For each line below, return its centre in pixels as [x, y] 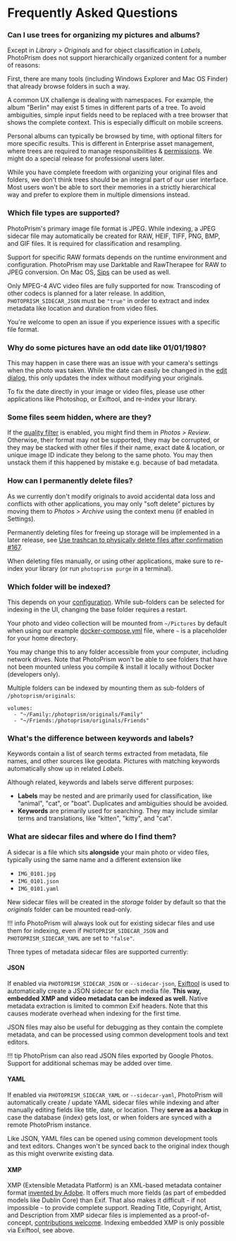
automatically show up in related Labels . [66, 769]
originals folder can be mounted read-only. [70, 909]
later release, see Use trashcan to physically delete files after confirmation [115, 540]
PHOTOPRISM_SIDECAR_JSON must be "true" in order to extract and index [108, 300]
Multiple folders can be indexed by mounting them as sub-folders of [106, 688]
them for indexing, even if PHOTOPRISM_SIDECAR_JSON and [88, 930]
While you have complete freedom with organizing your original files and [113, 172]
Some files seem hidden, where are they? [79, 417]
